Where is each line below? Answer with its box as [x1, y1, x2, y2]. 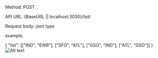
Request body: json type [5, 23, 55, 29]
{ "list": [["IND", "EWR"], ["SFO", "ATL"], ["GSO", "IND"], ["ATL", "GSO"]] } [5, 42, 154, 48]
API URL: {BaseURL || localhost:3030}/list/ [5, 14, 91, 19]
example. [5, 33, 24, 38]
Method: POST [5, 4, 35, 10]
